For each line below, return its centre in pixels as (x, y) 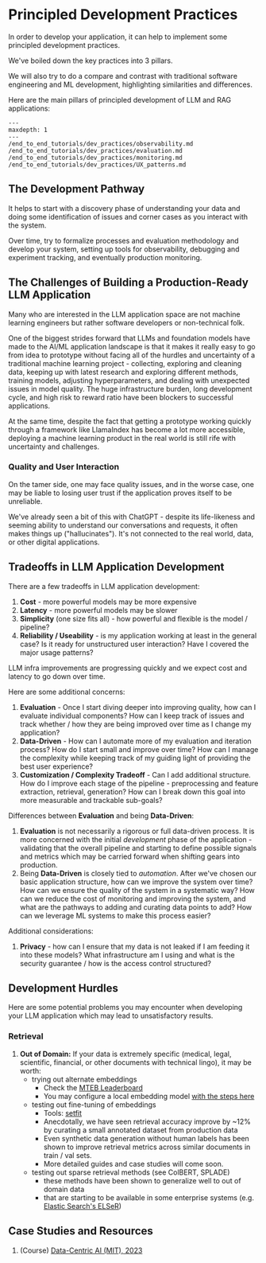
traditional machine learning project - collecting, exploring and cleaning (125, 363)
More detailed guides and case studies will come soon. (133, 1164)
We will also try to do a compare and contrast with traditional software (123, 76)
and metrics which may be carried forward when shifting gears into (130, 856)
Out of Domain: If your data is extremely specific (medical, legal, (125, 1054)
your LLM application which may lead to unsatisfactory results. (111, 1015)
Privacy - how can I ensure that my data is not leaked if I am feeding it (135, 946)
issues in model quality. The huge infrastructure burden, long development (130, 388)
